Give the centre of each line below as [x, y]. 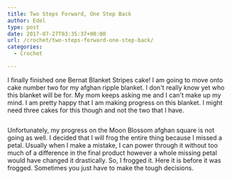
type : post [23, 27]
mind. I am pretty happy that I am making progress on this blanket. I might [115, 102]
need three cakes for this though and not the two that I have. [96, 110]
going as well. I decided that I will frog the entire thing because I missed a [115, 137]
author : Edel [27, 21]
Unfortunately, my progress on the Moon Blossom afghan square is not [111, 130]
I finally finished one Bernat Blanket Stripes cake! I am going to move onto [115, 80]
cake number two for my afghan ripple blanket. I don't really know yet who [116, 87]
